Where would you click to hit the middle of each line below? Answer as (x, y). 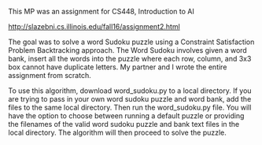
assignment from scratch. (50, 75)
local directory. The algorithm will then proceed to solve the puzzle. (117, 132)
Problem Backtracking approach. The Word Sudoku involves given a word (128, 50)
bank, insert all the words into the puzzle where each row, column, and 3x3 (130, 59)
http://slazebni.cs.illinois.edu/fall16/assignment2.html (94, 26)
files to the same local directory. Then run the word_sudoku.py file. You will (130, 107)
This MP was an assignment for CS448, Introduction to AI (101, 11)
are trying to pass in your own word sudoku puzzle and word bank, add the (130, 99)
